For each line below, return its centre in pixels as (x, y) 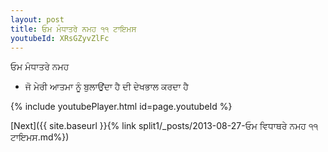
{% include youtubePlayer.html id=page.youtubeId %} (121, 107)
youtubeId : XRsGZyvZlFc (60, 38)
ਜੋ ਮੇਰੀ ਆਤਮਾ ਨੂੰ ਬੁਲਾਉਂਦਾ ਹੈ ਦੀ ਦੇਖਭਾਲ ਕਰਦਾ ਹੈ (106, 87)
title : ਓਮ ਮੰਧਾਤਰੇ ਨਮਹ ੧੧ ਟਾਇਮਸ (73, 29)
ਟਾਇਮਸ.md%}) (40, 137)
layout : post (37, 19)
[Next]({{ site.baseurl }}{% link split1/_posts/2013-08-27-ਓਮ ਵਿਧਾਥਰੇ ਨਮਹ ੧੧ (164, 126)
